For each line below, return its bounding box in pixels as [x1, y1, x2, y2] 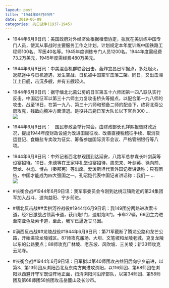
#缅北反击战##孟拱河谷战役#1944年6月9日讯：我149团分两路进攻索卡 [12, 205, 158, 211]
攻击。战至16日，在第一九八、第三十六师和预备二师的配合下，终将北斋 [12, 102, 159, 108]
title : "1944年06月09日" [5, 12, 55, 17]
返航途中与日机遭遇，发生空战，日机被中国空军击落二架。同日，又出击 [12, 72, 159, 78]
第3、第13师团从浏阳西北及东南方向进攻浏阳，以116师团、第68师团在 [12, 265, 156, 271]
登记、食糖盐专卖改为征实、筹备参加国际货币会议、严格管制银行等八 [17, 136, 159, 142]
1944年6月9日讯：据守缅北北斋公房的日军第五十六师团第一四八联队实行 [12, 89, 161, 95]
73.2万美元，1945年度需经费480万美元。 [12, 55, 98, 61]
